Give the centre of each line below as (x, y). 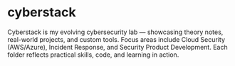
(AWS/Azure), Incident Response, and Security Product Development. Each (117, 47)
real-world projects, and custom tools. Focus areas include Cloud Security (116, 39)
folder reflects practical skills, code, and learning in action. (93, 55)
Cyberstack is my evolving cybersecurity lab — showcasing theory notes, (115, 32)
